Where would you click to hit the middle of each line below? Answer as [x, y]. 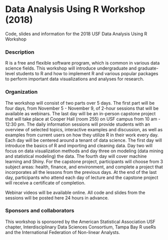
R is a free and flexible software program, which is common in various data [82, 63]
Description [20, 52]
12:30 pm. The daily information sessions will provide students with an [78, 124]
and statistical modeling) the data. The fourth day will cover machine [76, 156]
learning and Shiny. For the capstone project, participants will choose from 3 [84, 161]
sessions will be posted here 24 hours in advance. [57, 198]
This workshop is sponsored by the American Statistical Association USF [80, 221]
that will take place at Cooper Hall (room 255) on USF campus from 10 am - [83, 119]
